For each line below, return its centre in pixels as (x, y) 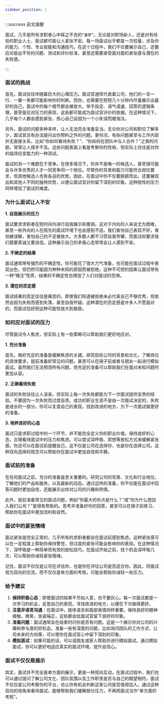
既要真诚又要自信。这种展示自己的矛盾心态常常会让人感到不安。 (73, 242)
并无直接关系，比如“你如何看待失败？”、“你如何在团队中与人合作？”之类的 (79, 141)
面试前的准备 (20, 466)
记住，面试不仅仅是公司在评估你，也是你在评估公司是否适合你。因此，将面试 (82, 566)
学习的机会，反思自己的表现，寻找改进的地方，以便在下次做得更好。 (85, 604)
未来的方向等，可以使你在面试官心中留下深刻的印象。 (70, 634)
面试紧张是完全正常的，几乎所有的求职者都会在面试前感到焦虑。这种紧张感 (80, 538)
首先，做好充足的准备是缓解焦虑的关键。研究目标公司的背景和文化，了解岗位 (82, 355)
